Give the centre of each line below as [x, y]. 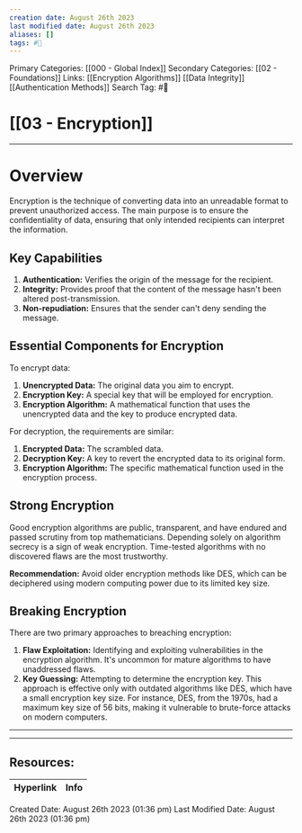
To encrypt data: [40, 367]
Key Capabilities [56, 258]
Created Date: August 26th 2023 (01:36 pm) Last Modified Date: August [142, 810]
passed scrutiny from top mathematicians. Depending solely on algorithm [145, 537]
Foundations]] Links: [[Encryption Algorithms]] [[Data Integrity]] [127, 78]
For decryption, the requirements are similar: [92, 431]
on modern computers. [65, 717]
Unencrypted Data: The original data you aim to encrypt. [128, 385]
